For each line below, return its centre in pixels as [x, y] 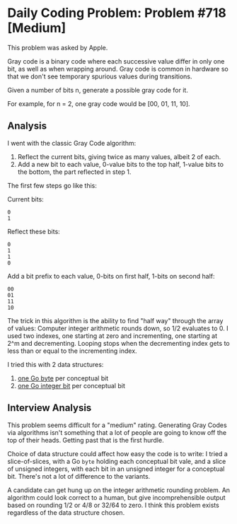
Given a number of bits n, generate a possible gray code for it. [98, 90]
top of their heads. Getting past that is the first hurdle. [86, 440]
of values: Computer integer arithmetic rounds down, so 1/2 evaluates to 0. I [118, 328]
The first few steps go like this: [52, 185]
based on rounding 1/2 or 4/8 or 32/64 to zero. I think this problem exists [113, 505]
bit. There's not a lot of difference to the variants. [79, 476]
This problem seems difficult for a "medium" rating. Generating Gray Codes [117, 425]
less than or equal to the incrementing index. [72, 351]
